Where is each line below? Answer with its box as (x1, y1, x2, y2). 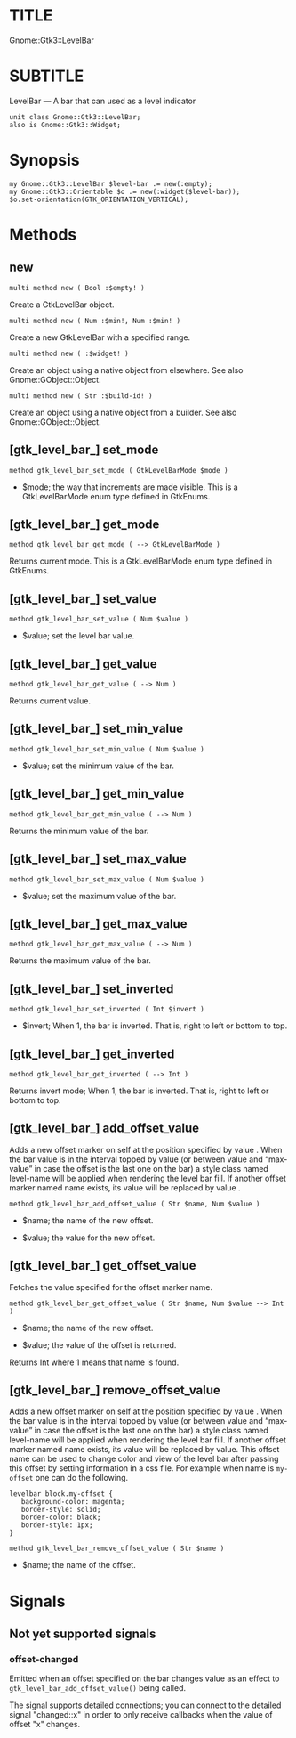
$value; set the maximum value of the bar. (21, 890, 177, 901)
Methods (9, 224, 77, 245)
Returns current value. (9, 695, 92, 706)
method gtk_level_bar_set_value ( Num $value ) (9, 615, 189, 624)
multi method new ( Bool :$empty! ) (9, 283, 145, 292)
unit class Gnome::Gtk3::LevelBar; (9, 112, 141, 121)
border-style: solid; (20, 1506, 101, 1515)
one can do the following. (35, 1473, 129, 1483)
